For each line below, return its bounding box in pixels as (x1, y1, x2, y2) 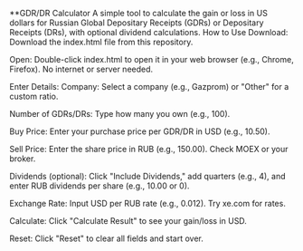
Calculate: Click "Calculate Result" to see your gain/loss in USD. (9, 216, 247, 226)
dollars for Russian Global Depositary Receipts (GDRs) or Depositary (9, 17, 264, 28)
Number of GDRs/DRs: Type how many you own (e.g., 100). (9, 109, 231, 119)
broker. (9, 153, 36, 164)
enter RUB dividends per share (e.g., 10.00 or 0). (9, 180, 190, 191)
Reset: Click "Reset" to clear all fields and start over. (9, 233, 204, 244)
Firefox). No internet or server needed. (9, 63, 154, 74)
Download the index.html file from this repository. (9, 36, 194, 47)
